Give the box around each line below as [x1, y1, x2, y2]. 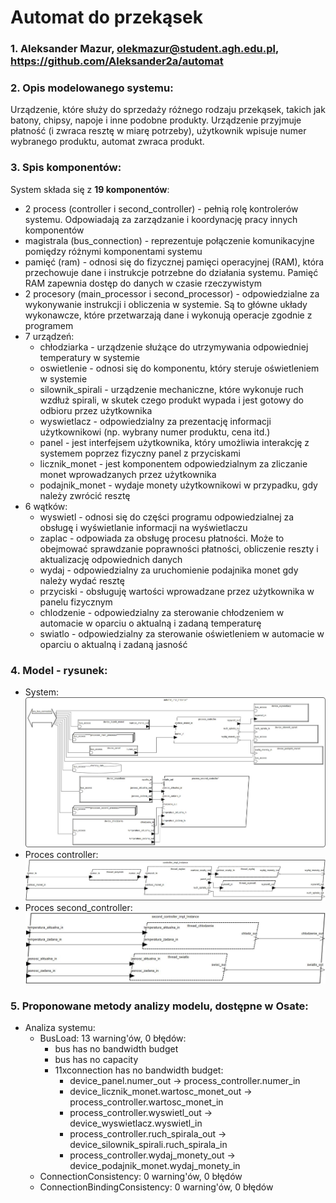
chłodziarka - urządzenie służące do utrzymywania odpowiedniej [39, 341, 309, 353]
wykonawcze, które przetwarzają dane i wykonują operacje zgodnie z [24, 309, 313, 321]
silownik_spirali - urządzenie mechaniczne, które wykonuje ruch [39, 383, 304, 395]
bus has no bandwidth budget [54, 1043, 179, 1055]
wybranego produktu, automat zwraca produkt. [10, 136, 205, 148]
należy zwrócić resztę [39, 489, 131, 501]
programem [24, 319, 74, 331]
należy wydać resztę [39, 574, 125, 586]
